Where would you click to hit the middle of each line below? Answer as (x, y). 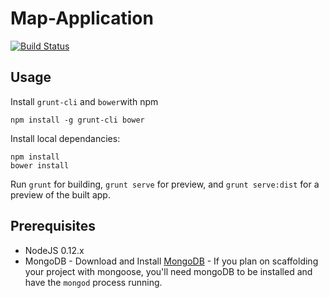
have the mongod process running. (93, 282)
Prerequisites (53, 226)
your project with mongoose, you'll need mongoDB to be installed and (168, 271)
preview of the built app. (60, 194)
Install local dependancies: (65, 138)
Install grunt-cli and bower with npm (84, 101)
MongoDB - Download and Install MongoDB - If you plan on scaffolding (171, 261)
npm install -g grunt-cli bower (77, 120)
